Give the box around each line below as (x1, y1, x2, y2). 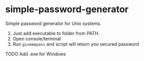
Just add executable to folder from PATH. (12, 30, 100, 36)
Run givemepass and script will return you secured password (12, 41, 139, 47)
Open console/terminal (12, 36, 61, 42)
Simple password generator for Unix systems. (5, 20, 102, 26)
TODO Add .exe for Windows (5, 51, 66, 57)
